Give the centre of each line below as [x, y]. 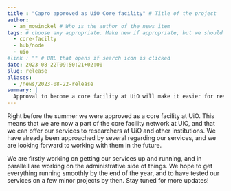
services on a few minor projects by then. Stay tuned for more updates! [108, 180]
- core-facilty [35, 39]
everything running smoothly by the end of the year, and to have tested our [113, 173]
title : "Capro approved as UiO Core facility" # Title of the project [112, 13]
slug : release [27, 71]
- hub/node [29, 45]
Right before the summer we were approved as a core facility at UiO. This [111, 116]
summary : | [23, 90]
